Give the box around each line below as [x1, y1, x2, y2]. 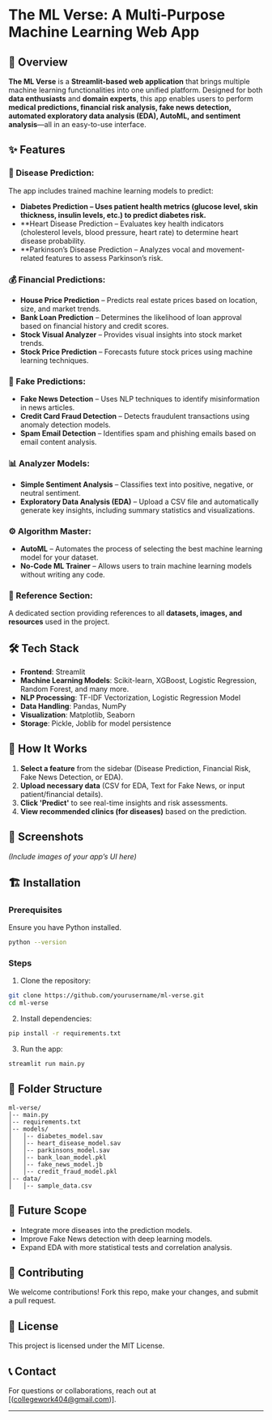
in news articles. [19, 403, 75, 412]
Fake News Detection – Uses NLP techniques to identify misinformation [19, 394, 261, 404]
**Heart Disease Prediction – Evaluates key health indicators [19, 219, 224, 228]
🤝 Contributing [8, 1265, 84, 1279]
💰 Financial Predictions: [8, 274, 106, 285]
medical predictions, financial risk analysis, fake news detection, [8, 103, 232, 112]
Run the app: [19, 1044, 63, 1054]
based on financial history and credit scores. [19, 321, 169, 330]
